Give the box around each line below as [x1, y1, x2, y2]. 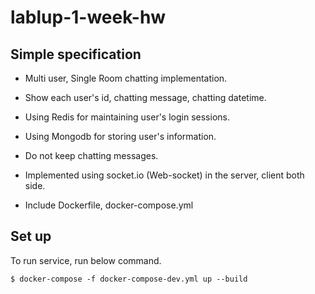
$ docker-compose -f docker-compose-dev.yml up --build [10, 274, 248, 284]
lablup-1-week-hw [10, 6, 167, 29]
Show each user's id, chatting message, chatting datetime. [24, 92, 267, 103]
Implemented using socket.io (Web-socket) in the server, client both [24, 169, 305, 181]
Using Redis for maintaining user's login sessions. [24, 111, 230, 123]
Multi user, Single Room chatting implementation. [24, 72, 228, 84]
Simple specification [10, 46, 142, 63]
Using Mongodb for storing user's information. [24, 131, 217, 142]
